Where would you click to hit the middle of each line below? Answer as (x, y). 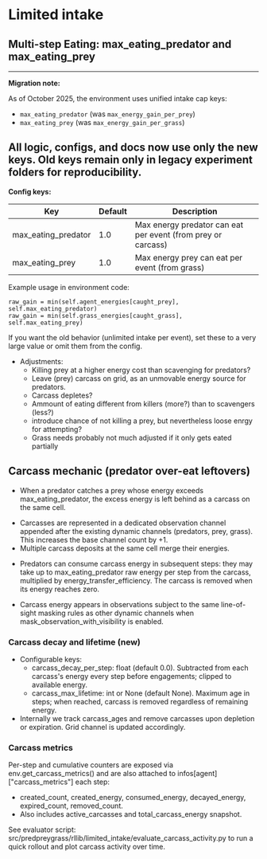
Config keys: (30, 191)
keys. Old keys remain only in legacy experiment (130, 160)
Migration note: (35, 83)
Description (195, 211)
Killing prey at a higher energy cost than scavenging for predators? (141, 370)
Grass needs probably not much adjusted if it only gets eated (132, 437)
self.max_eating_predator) (53, 308)
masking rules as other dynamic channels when (116, 613)
